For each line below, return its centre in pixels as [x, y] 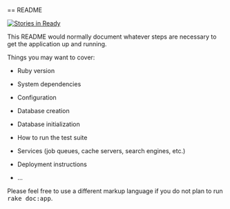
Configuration [37, 97]
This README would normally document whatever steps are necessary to [112, 37]
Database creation [44, 111]
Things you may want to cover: [51, 57]
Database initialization [49, 124]
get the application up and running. [57, 44]
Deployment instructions [52, 164]
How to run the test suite [52, 138]
